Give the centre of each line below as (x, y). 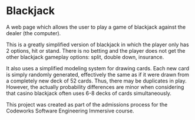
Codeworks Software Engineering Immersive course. (70, 111)
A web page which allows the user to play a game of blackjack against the (96, 27)
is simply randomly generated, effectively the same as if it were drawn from (98, 74)
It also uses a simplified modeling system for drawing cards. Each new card (98, 68)
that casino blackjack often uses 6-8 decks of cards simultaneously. (89, 93)
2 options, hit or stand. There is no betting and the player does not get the (96, 50)
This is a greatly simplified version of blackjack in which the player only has (98, 44)
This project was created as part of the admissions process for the (87, 104)
